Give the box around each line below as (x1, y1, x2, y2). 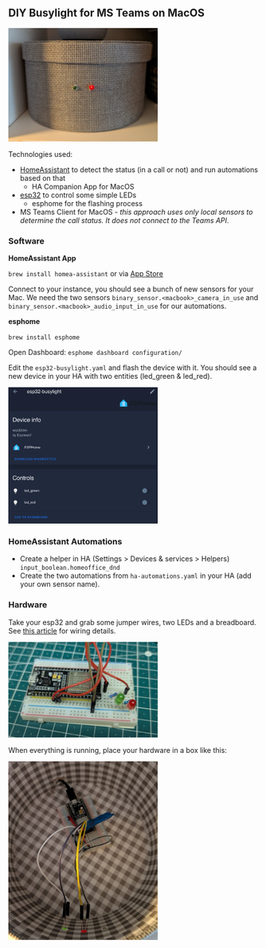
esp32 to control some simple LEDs (19, 190, 137, 200)
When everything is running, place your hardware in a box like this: (8, 745, 227, 755)
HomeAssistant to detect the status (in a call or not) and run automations (19, 165, 259, 174)
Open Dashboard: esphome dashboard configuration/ (8, 348, 182, 357)
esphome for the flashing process (31, 199, 143, 209)
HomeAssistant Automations (8, 536, 123, 547)
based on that (19, 174, 66, 183)
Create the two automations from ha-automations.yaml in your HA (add (19, 571, 252, 580)
